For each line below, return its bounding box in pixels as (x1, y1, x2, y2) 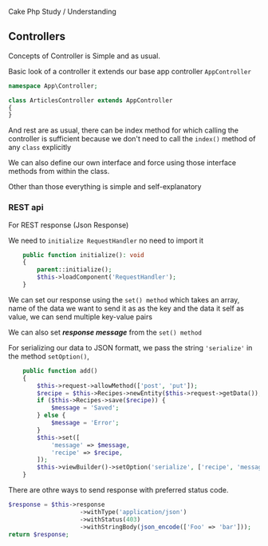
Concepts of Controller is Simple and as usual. (8, 51, 161, 61)
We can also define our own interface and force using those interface (8, 158, 237, 168)
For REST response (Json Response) (8, 220, 129, 230)
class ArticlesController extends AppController (8, 96, 173, 105)
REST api (8, 202, 44, 213)
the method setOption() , (8, 351, 89, 361)
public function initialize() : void (22, 251, 145, 259)
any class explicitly (8, 143, 72, 152)
